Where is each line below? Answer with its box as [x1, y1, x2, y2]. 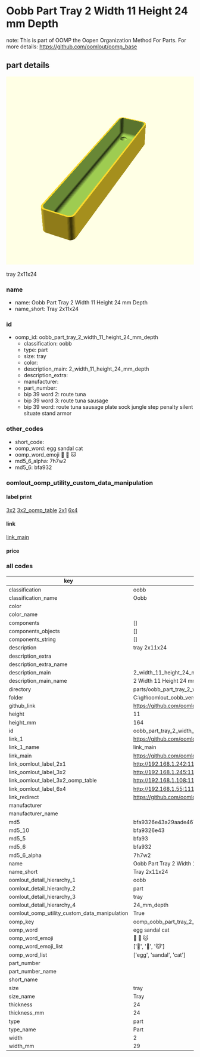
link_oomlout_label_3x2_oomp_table [8, 777, 97, 784]
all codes [6, 562, 33, 571]
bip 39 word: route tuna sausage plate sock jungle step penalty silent [23, 403, 193, 411]
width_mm [8, 1043, 35, 1050]
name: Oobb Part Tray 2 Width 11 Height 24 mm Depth [14, 299, 148, 306]
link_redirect [8, 793, 39, 800]
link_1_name [8, 744, 40, 751]
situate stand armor [23, 410, 72, 417]
